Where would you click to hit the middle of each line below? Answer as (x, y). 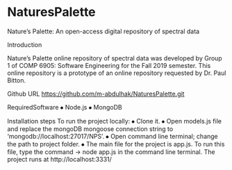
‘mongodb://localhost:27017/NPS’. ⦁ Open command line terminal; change (113, 136)
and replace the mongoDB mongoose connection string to (90, 128)
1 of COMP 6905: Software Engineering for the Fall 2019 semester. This (109, 65)
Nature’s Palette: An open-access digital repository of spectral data (103, 31)
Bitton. (17, 80)
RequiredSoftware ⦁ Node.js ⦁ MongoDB (65, 107)
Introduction (25, 44)
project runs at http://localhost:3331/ (60, 159)
